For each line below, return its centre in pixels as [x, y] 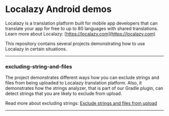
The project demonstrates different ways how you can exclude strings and [82, 78]
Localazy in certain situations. [36, 49]
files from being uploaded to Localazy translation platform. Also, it [73, 83]
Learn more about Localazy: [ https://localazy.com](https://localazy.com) [80, 34]
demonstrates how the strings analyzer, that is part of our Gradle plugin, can [84, 88]
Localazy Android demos [58, 9]
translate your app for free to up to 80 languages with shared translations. [82, 28]
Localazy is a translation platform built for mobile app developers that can [81, 23]
